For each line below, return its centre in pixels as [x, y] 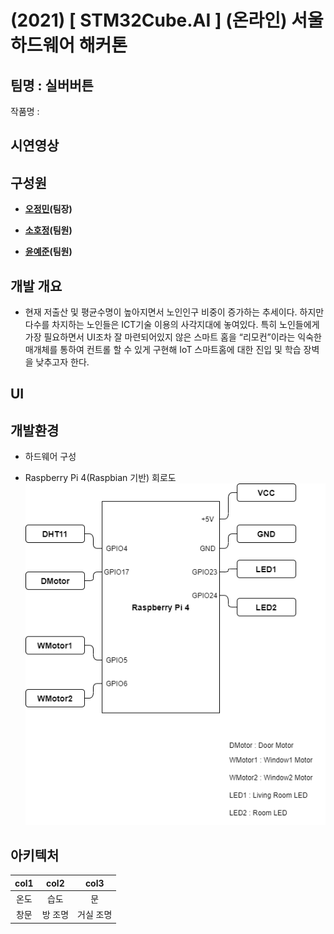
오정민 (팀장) [48, 209]
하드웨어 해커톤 [69, 45]
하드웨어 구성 [50, 457]
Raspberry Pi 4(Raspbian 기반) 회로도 [100, 478]
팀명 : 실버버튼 [52, 85]
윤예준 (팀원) [48, 252]
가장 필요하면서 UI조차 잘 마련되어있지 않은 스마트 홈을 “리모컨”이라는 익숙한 [173, 337]
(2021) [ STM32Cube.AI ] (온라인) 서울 [167, 20]
